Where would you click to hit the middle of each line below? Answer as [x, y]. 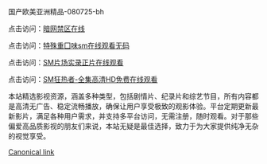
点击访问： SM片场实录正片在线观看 [66, 62]
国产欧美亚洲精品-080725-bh [56, 12]
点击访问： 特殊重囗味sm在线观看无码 [69, 45]
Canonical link [31, 152]
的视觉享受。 [29, 136]
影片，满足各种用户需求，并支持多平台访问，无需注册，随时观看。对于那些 [137, 116]
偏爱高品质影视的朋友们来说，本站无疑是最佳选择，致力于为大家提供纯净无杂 [133, 126]
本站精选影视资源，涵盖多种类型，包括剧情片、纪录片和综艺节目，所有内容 [130, 96]
